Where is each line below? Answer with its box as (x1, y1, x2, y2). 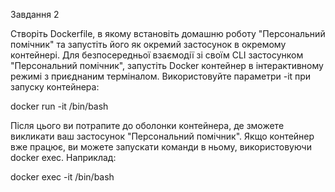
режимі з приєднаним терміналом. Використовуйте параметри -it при (10, 70, 312, 82)
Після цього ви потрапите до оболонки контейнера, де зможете (10, 120, 285, 131)
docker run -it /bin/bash (10, 100, 109, 112)
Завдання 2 (10, 9, 60, 20)
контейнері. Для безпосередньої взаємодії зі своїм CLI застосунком (10, 49, 304, 61)
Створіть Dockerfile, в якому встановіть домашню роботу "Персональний (10, 28, 326, 39)
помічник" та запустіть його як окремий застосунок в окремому (10, 39, 287, 50)
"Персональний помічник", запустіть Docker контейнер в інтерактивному (10, 60, 324, 71)
